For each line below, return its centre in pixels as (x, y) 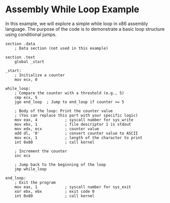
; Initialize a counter (40, 75)
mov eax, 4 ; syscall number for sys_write (74, 120)
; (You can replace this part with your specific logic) (76, 115)
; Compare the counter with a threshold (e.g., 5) (69, 93)
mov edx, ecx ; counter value (57, 129)
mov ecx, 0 (26, 80)
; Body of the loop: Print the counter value (64, 111)
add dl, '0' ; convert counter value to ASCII (76, 133)
